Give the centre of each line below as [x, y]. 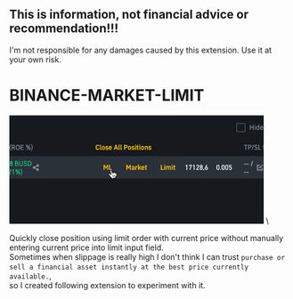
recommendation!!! [64, 29]
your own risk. [36, 59]
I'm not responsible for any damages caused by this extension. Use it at [141, 50]
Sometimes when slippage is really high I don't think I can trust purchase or [147, 256]
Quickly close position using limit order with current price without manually [146, 238]
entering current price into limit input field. [87, 247]
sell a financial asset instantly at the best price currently [129, 267]
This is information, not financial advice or [129, 15]
